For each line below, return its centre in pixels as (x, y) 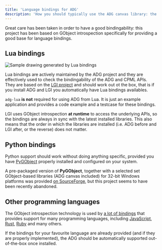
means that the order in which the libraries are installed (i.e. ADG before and (81, 124)
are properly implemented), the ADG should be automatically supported (76, 238)
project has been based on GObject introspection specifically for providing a (81, 33)
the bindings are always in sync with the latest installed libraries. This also (79, 119)
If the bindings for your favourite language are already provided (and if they (80, 233)
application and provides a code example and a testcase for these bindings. (81, 104)
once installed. (42, 243)
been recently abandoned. (31, 186)
